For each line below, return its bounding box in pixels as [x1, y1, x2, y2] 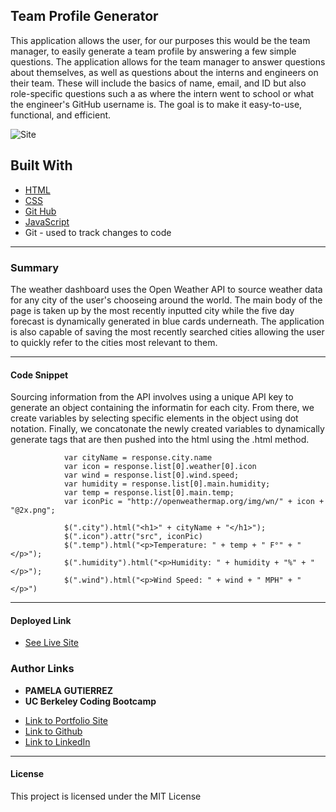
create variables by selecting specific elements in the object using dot [10, 412, 299, 424]
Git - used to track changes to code [24, 226, 172, 238]
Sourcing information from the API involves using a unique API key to [10, 391, 294, 403]
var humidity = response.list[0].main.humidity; [63, 479, 271, 489]
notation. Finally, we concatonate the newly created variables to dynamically [10, 423, 325, 435]
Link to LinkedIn [24, 735, 91, 748]
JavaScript [24, 215, 70, 228]
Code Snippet [10, 369, 69, 381]
